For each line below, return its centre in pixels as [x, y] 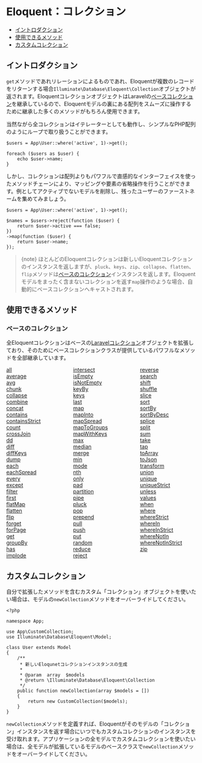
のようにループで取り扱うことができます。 [59, 131]
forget [14, 524]
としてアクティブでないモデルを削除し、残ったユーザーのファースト [106, 191]
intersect [84, 370]
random [83, 543]
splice [147, 421]
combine [17, 402]
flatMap [16, 504]
